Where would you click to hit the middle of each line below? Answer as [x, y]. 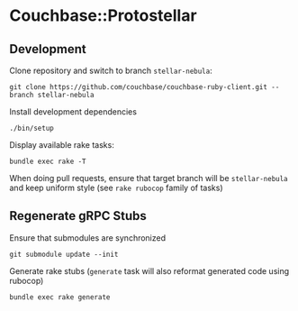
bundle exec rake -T [48, 161]
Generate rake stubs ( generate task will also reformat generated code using [149, 270]
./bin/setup [32, 128]
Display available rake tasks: [62, 145]
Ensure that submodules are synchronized [88, 238]
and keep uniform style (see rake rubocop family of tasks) [116, 188]
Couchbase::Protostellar [103, 16]
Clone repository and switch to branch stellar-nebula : [111, 70]
